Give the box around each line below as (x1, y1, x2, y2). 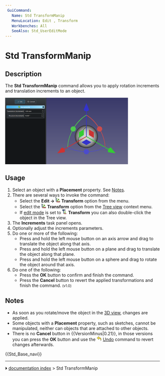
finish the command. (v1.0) (19, 282, 72, 288)
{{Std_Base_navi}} (5, 351, 42, 357)
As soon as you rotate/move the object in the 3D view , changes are (12, 309, 148, 316)
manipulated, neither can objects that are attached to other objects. (12, 325, 149, 331)
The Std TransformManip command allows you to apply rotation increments (5, 83, 160, 89)
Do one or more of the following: (12, 230, 78, 236)
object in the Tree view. (19, 215, 67, 221)
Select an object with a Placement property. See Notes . (12, 187, 125, 193)
